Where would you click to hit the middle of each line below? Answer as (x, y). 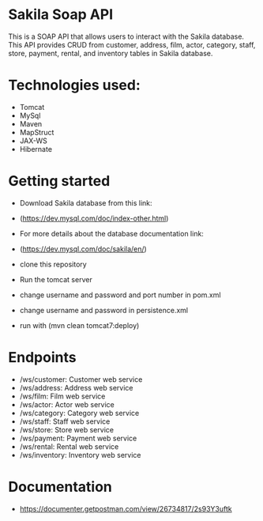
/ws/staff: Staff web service (65, 421)
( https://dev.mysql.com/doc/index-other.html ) (94, 218)
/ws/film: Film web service (62, 396)
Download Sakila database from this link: (86, 202)
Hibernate (36, 149)
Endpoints (42, 357)
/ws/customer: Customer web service (81, 379)
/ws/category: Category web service (79, 413)
